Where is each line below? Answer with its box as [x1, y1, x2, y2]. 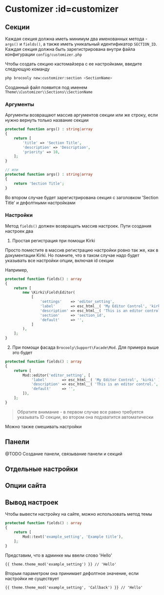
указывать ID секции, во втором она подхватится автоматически [17, 414, 154, 420]
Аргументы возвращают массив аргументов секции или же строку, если [5, 112, 158, 118]
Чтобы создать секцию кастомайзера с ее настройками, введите [5, 61, 143, 67]
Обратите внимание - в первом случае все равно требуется [17, 409, 144, 414]
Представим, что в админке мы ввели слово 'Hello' [5, 552, 112, 558]
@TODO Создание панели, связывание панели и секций [5, 451, 123, 457]
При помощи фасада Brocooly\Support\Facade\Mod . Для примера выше [12, 344, 159, 350]
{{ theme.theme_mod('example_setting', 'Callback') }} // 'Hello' [5, 585, 143, 590]
